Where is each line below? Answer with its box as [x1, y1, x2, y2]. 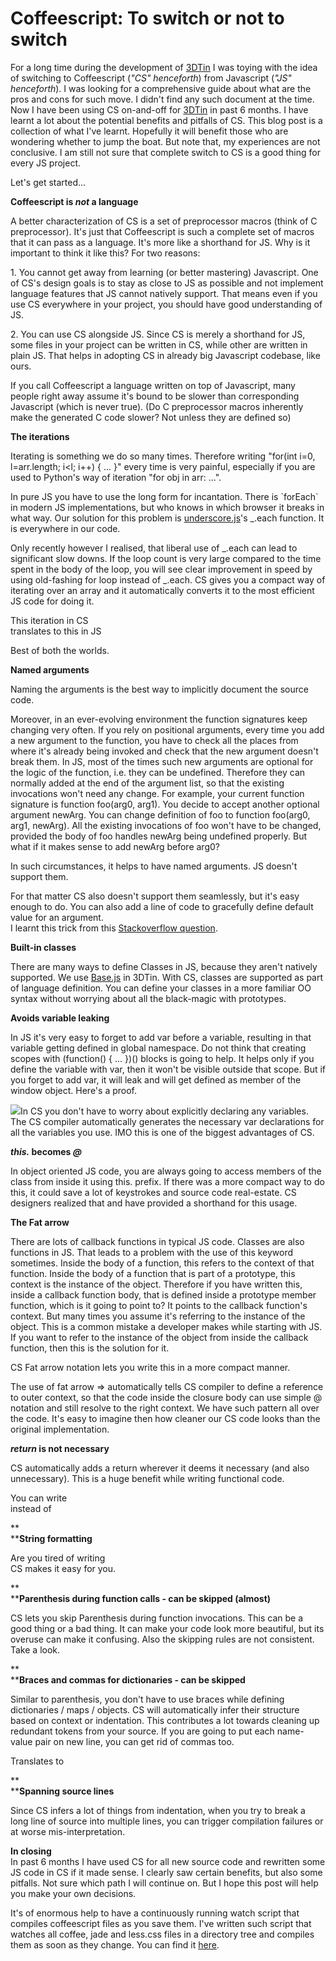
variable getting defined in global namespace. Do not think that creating [10, 1042, 307, 1054]
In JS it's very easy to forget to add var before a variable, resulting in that [10, 1031, 312, 1043]
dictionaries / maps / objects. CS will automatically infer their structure [10, 1703, 300, 1716]
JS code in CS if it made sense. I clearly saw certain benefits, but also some [10, 1866, 323, 1878]
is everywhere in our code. [10, 522, 121, 534]
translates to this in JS [10, 625, 102, 637]
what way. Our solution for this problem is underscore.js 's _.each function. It [10, 512, 325, 524]
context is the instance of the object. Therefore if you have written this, [10, 1278, 303, 1290]
